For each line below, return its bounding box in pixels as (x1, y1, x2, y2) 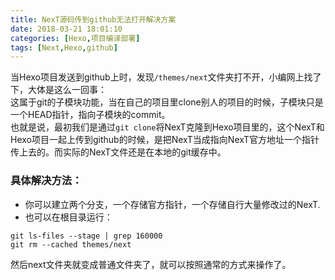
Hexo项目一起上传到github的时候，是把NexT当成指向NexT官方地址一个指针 (10, 134, 320, 146)
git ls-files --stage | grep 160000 (10, 231, 163, 241)
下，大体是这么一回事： (10, 84, 107, 96)
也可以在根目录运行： (24, 211, 113, 223)
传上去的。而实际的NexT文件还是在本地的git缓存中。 (10, 146, 227, 158)
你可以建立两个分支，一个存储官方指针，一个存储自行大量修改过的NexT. (24, 198, 321, 210)
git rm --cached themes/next (10, 239, 132, 250)
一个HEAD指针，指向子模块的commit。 (10, 109, 171, 121)
